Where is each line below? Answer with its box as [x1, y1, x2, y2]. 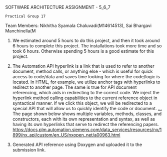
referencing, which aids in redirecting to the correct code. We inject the [12, 90, 160, 95]
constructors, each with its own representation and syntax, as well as [12, 116, 155, 122]
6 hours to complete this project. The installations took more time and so [12, 43, 162, 49]
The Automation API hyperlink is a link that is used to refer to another [12, 63, 155, 69]
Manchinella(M [5, 28, 36, 34]
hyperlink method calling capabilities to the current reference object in [12, 95, 157, 101]
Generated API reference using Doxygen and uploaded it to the [12, 142, 142, 148]
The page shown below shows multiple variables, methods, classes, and [12, 111, 162, 117]
